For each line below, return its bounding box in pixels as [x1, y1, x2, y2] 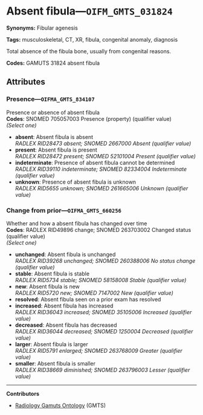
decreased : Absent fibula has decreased [14, 321, 117, 329]
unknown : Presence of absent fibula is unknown [14, 178, 137, 185]
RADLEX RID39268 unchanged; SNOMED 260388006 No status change [14, 257, 196, 264]
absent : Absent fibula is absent [14, 133, 94, 140]
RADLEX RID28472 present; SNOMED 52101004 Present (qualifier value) [14, 152, 196, 159]
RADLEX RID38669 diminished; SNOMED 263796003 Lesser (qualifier [14, 366, 190, 373]
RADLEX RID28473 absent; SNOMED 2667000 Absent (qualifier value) [14, 140, 192, 147]
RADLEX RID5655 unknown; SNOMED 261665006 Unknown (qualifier [14, 184, 188, 191]
